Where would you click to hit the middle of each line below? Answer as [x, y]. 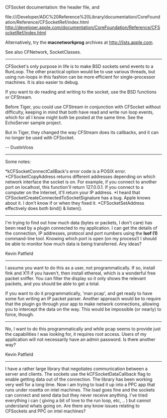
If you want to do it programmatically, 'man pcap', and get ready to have [79, 293]
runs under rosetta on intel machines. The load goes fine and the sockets [80, 390]
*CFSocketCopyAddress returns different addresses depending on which [80, 177]
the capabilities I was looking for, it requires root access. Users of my [76, 334]
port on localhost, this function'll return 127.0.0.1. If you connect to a [74, 187]
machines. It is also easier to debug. [42, 82]
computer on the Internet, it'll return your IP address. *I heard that [73, 192]
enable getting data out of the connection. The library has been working [79, 379]
